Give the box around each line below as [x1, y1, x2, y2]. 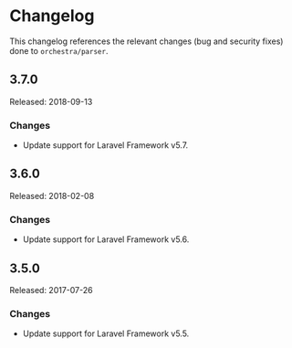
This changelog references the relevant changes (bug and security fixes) [9, 36, 284, 47]
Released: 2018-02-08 [9, 190, 95, 201]
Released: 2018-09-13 [9, 96, 93, 107]
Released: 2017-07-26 [9, 284, 93, 295]
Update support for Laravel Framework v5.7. [22, 140, 189, 151]
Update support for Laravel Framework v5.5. [22, 328, 190, 339]
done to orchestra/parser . [9, 45, 109, 56]
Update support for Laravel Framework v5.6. [22, 234, 190, 245]
